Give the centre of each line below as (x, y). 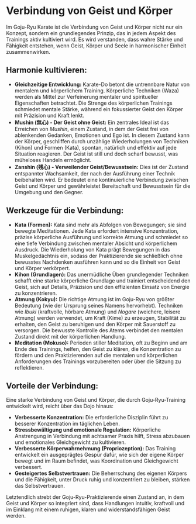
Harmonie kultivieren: (47, 70)
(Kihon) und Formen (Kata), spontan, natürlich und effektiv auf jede (95, 147)
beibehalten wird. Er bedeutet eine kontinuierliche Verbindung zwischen (101, 180)
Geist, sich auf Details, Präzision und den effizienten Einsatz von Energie (102, 287)
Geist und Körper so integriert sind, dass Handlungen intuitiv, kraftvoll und (95, 504)
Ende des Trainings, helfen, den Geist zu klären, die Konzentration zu (98, 349)
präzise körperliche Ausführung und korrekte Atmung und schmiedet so (101, 237)
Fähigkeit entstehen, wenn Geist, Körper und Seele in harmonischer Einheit (96, 46)
